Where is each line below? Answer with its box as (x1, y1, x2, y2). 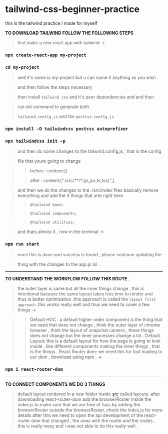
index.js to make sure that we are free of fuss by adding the (17, 401, 140, 407)
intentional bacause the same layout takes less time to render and (17, 290, 153, 297)
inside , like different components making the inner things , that (29, 343, 160, 349)
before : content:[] (29, 168, 67, 174)
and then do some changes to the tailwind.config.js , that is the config (17, 148, 161, 154)
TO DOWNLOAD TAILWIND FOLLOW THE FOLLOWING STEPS (5, 30, 134, 36)
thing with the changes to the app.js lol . (17, 261, 100, 267)
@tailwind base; (29, 202, 64, 207)
